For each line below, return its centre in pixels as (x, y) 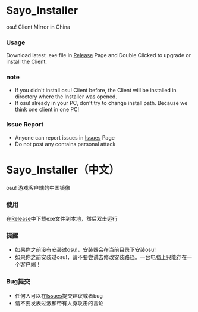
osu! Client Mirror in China (38, 27)
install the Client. (27, 62)
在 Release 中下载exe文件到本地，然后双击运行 (62, 219)
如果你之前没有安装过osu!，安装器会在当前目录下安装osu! (85, 250)
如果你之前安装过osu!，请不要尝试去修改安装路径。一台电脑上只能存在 (101, 257)
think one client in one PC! (47, 109)
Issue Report (25, 125)
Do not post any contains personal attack (65, 144)
